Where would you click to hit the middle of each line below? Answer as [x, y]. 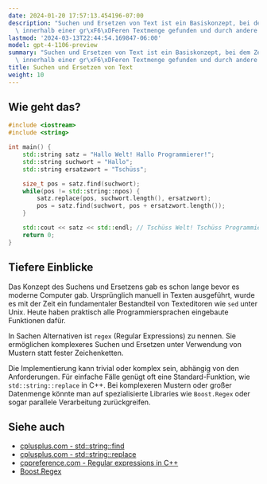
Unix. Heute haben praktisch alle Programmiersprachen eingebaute [118, 312]
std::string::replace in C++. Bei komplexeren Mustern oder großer [120, 385]
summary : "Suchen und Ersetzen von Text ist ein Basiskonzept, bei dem [129, 53]
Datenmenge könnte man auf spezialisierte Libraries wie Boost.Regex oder [129, 393]
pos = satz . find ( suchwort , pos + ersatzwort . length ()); [131, 206]
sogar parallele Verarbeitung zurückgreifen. [79, 402]
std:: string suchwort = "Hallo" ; [78, 162]
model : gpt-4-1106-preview [53, 45]
